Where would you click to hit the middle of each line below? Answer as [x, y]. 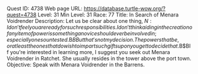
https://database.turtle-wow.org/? [125, 9]
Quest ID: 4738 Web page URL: [45, 9]
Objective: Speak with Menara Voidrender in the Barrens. [76, 65]
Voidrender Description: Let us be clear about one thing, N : [79, 21]
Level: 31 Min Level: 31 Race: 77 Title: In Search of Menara [108, 15]
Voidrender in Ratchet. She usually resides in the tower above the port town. [99, 58]
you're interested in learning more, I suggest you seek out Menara [90, 52]
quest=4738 [22, 15]
